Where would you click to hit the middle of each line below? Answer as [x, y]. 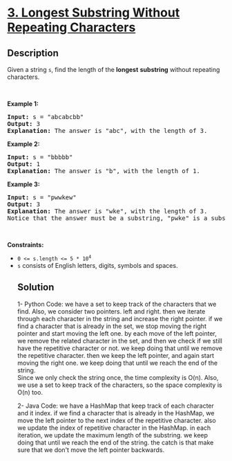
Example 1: [23, 104]
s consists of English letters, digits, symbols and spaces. [97, 265]
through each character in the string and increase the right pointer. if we [120, 318]
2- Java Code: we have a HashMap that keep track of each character [115, 406]
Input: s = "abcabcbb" [46, 117]
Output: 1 [23, 164]
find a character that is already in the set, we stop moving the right [112, 326]
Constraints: [26, 245]
